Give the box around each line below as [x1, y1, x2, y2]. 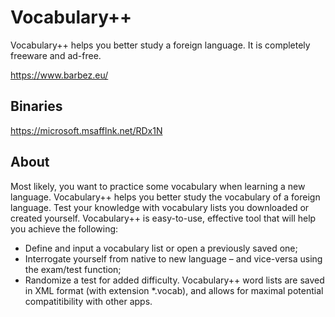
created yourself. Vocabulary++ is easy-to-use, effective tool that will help [10, 212, 317, 224]
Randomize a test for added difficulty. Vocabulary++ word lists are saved [24, 274, 325, 286]
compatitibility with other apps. [24, 295, 153, 307]
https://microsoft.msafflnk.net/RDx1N [10, 124, 163, 136]
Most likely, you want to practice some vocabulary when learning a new [10, 180, 306, 192]
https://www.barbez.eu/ [10, 69, 109, 81]
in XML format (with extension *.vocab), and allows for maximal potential [24, 284, 324, 296]
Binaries [10, 98, 63, 115]
